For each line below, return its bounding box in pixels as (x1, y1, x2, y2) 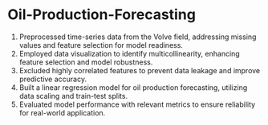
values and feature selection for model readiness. (18, 40, 184, 49)
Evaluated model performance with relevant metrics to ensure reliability (18, 100, 256, 109)
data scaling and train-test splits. (18, 91, 128, 100)
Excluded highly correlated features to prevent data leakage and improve (18, 65, 261, 75)
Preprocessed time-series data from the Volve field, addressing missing (18, 32, 257, 41)
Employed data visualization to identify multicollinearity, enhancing (18, 49, 240, 58)
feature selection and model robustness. (18, 57, 153, 67)
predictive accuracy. (18, 74, 87, 84)
